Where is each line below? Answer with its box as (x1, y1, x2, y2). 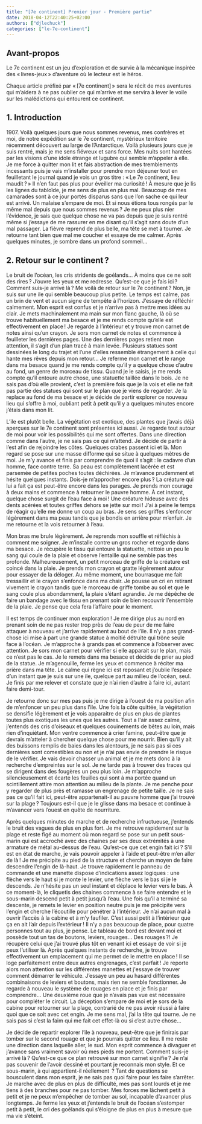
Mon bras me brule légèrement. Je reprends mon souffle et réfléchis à (6, 532, 181, 540)
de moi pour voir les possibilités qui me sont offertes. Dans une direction (6, 430, 186, 438)
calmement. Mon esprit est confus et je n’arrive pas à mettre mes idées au (6, 303, 191, 311)
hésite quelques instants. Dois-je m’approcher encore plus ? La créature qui (6, 476, 194, 483)
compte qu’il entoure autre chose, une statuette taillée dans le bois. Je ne (6, 374, 189, 381)
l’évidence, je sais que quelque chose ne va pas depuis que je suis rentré (6, 212, 188, 219)
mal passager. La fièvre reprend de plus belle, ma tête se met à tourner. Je (6, 225, 191, 232)
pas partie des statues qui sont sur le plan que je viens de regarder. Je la (6, 387, 187, 394)
